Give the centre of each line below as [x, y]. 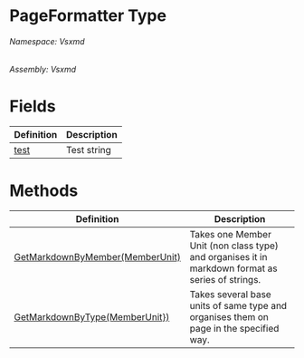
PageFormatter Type [88, 16]
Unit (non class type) [234, 246]
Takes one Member [230, 235]
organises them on [229, 317]
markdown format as [233, 268]
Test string [89, 150]
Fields [33, 106]
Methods [44, 190]
